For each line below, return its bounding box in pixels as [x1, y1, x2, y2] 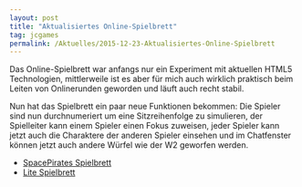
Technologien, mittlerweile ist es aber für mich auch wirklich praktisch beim [9, 74, 294, 85]
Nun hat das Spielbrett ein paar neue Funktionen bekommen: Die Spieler [9, 101, 281, 112]
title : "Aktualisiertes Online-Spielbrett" [9, 22, 178, 31]
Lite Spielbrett [22, 167, 76, 178]
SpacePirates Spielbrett [22, 157, 112, 169]
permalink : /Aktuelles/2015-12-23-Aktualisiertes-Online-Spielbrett [9, 38, 276, 48]
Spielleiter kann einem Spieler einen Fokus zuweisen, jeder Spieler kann [9, 120, 280, 131]
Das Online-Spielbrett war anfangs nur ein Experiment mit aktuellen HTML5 [9, 64, 293, 75]
